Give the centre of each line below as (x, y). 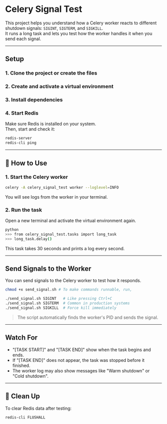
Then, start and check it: (30, 129)
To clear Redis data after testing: (39, 408)
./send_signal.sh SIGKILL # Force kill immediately (61, 308)
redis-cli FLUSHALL (25, 417)
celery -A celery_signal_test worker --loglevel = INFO (62, 187)
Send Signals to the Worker (48, 269)
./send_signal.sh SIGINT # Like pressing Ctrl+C (59, 299)
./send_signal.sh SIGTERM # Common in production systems (68, 303)
